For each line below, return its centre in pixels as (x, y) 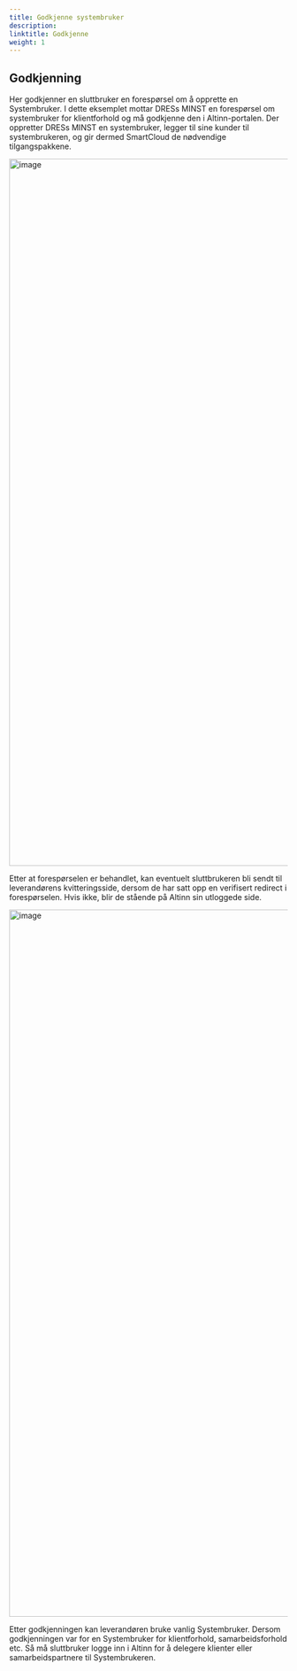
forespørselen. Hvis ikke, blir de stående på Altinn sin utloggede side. (136, 898)
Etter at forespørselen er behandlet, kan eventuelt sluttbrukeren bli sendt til (146, 879)
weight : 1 (27, 42)
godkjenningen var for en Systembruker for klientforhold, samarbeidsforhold (148, 1639)
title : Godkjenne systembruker (67, 17)
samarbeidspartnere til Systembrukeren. (83, 1658)
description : (33, 26)
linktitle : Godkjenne (49, 34)
